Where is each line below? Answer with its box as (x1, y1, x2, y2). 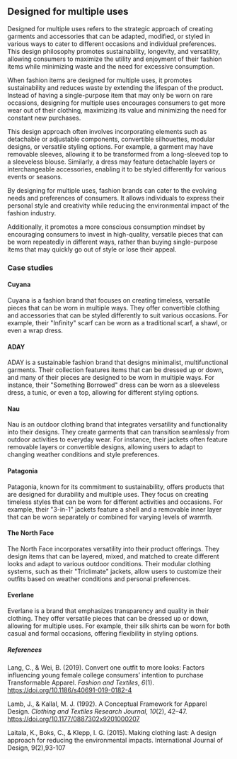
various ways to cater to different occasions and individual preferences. (7, 39, 217, 48)
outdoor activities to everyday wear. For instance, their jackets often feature (7, 435, 228, 444)
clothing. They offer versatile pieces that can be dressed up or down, (7, 614, 209, 622)
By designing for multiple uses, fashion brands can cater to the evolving (7, 186, 217, 194)
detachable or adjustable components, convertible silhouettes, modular (7, 135, 215, 143)
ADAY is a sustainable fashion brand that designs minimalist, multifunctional (7, 358, 229, 367)
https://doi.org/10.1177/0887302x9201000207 (7, 714, 140, 723)
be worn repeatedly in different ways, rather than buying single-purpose (7, 237, 218, 246)
